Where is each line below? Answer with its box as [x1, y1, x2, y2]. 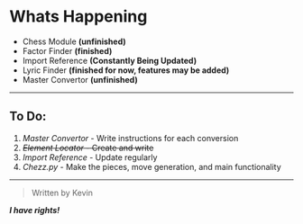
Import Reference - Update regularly [22, 151, 158, 163]
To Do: [9, 109, 47, 124]
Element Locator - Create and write [22, 142, 154, 153]
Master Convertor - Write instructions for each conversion [22, 132, 239, 143]
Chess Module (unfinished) [22, 36, 126, 47]
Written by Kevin [31, 187, 93, 198]
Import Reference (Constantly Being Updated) [22, 55, 197, 66]
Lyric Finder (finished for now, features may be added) [22, 65, 230, 76]
